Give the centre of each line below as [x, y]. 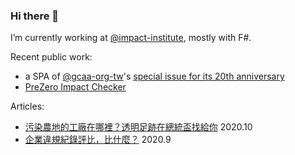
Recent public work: [51, 57]
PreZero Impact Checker [75, 87]
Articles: [27, 106]
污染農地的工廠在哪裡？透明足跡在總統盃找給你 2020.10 [138, 127]
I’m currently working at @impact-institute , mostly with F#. [131, 38]
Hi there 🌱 [35, 16]
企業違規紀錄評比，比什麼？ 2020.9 [98, 140]
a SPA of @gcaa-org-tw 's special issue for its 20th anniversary [154, 76]
